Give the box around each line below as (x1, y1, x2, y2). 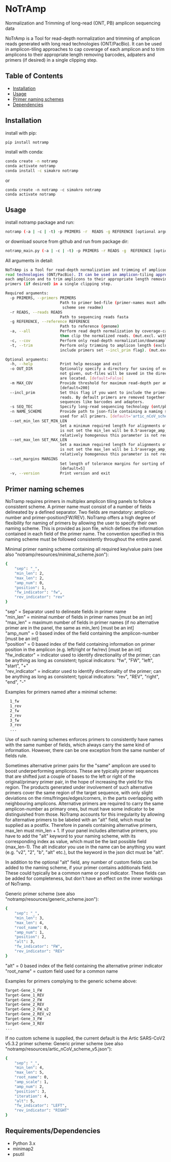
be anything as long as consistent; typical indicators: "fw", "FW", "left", (5, 658, 154, 664)
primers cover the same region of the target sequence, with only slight (5, 790, 153, 796)
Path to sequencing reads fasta (60, 314, 129, 319)
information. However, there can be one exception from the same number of (5, 747, 165, 753)
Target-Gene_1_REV (5, 993, 44, 998)
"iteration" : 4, (14, 1094, 49, 1099)
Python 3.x (12, 1140, 36, 1146)
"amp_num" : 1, (14, 929, 44, 935)
